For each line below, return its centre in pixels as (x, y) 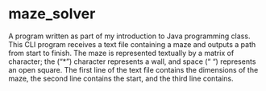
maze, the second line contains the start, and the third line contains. (121, 78)
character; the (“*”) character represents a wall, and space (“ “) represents (132, 61)
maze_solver (52, 14)
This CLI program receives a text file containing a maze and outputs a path (132, 44)
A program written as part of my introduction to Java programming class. (129, 36)
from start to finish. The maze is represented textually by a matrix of (121, 53)
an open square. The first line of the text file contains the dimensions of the (133, 69)
